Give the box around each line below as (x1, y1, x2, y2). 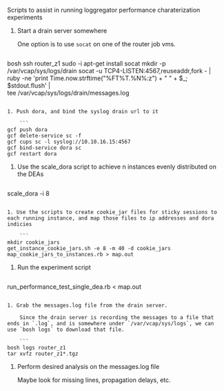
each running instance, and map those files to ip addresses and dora (7, 215, 214, 222)
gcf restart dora (7, 151, 57, 158)
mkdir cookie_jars (7, 239, 60, 246)
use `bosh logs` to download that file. (7, 326, 125, 333)
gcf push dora (7, 126, 48, 133)
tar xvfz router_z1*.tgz (7, 350, 79, 357)
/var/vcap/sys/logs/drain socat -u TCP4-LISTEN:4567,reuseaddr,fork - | (7, 67, 212, 75)
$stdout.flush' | (7, 82, 50, 89)
